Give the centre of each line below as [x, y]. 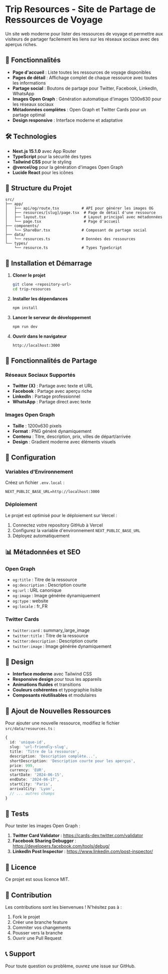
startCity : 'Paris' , [31, 784]
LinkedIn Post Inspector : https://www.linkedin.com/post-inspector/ [83, 851]
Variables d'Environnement [39, 471]
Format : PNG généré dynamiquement [52, 431]
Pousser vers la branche [38, 932]
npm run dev [25, 327]
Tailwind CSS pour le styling [42, 162]
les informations [29, 83]
